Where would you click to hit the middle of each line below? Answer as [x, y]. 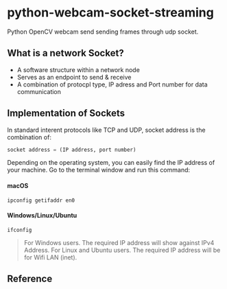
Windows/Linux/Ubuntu [42, 216]
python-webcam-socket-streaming [110, 13]
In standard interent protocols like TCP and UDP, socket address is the [106, 130]
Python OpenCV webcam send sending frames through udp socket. [103, 32]
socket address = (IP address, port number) [72, 150]
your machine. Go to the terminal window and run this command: [99, 170]
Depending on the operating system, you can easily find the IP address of [111, 163]
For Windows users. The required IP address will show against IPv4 [119, 242]
